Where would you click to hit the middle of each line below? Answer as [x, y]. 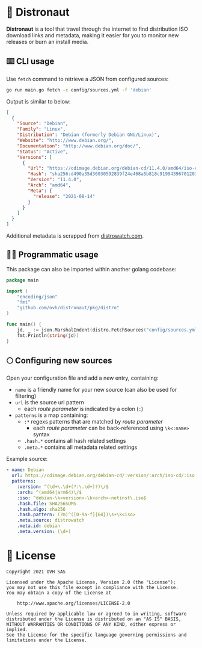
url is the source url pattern [49, 403]
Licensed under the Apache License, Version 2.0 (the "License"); [91, 582]
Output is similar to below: [38, 101]
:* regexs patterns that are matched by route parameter [93, 422]
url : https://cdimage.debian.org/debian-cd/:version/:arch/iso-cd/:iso [103, 476]
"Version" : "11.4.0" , [55, 180]
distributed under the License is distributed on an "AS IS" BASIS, [94, 619]
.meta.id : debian [39, 526]
